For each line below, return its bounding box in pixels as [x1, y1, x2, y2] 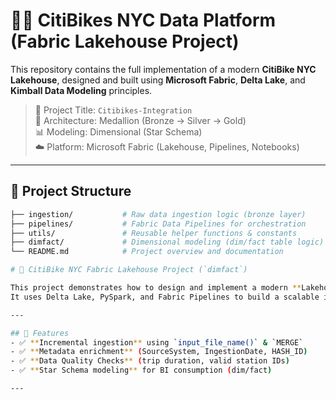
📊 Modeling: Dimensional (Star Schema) [34, 125, 203, 138]
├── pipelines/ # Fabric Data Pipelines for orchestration [10, 219, 307, 229]
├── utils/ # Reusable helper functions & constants [10, 228, 298, 238]
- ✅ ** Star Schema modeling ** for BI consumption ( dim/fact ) [10, 365, 273, 376]
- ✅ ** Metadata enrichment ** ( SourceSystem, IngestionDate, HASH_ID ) [10, 347, 308, 357]
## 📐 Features [10, 328, 70, 338]
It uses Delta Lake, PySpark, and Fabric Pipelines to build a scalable [10, 292, 320, 302]
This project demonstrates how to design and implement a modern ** [10, 283, 302, 293]
